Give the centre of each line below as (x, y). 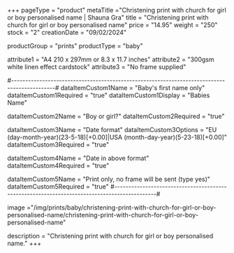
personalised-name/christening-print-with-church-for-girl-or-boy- (103, 215)
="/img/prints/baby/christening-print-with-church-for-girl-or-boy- (122, 208)
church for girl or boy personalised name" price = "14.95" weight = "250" (112, 25)
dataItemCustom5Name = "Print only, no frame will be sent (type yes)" (109, 179)
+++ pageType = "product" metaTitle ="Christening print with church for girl (117, 10)
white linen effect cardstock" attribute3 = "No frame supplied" (97, 67)
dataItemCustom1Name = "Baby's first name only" (133, 88)
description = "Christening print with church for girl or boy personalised (110, 236)
